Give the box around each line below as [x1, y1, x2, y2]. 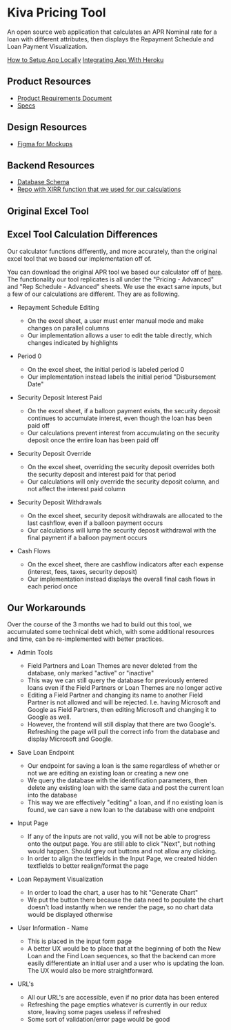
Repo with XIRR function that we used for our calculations [17, 185, 181, 194]
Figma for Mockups [17, 139, 73, 148]
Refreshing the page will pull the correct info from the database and [27, 728, 220, 736]
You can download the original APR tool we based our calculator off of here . [7, 268, 223, 276]
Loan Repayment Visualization [17, 875, 103, 884]
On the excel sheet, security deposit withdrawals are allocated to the [27, 511, 223, 519]
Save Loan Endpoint [17, 749, 74, 757]
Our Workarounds [7, 602, 86, 613]
